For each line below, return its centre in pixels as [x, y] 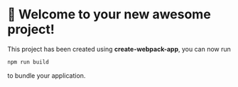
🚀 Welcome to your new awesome [109, 14]
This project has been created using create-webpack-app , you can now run [119, 49]
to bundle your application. [47, 75]
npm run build [28, 62]
